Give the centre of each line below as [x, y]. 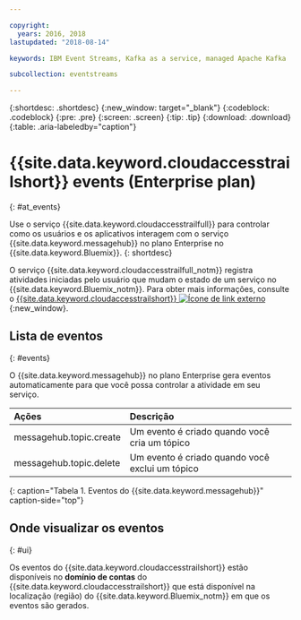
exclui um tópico [164, 469]
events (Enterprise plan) [164, 182]
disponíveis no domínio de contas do [78, 577]
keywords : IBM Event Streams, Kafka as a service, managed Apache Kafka [148, 58]
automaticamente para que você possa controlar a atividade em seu [135, 384]
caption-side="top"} [47, 500]
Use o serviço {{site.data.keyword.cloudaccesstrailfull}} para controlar [140, 224]
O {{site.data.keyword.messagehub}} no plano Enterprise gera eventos [140, 375]
